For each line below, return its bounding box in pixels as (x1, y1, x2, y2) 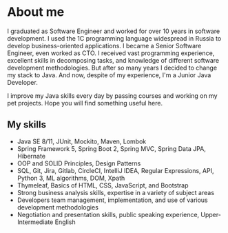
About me (7, 4, 65, 20)
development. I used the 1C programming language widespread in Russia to (7, 34, 222, 42)
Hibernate (17, 152, 46, 160)
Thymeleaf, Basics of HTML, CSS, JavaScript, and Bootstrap (17, 181, 189, 190)
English (54, 218, 76, 226)
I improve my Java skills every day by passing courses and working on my (7, 91, 218, 100)
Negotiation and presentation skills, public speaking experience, (17, 210, 200, 219)
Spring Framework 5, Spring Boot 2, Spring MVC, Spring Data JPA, (17, 144, 207, 152)
